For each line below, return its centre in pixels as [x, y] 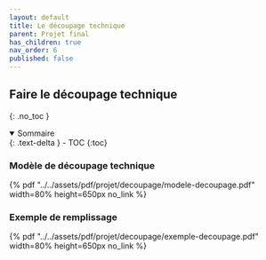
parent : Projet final [49, 34]
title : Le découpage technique [67, 26]
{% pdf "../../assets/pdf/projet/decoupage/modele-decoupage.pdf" [132, 185]
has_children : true [45, 42]
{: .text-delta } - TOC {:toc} [59, 142]
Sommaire [36, 133]
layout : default [39, 17]
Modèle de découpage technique [82, 165]
